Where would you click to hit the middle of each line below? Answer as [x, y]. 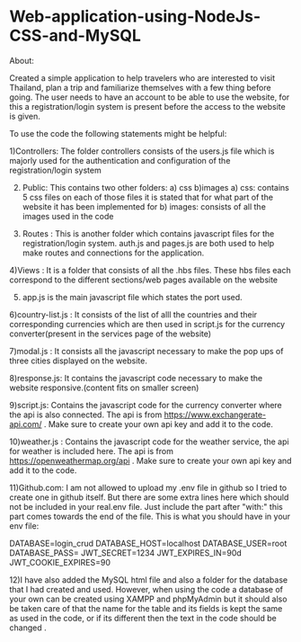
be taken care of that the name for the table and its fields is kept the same [146, 608]
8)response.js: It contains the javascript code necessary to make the [136, 378]
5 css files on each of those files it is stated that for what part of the [148, 197]
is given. [25, 116]
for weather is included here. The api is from [91, 450]
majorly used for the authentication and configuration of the [120, 160]
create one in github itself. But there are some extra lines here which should [149, 497]
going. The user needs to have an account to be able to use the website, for [150, 97]
